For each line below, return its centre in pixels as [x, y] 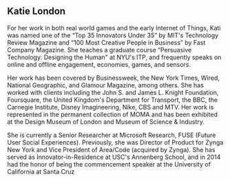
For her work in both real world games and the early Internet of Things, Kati [114, 28]
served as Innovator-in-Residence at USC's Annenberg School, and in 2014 [114, 157]
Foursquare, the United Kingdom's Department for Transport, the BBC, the [113, 100]
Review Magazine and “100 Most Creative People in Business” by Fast [106, 42]
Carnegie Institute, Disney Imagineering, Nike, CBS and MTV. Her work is [111, 107]
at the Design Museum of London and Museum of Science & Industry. [106, 121]
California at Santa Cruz [41, 171]
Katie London [36, 11]
